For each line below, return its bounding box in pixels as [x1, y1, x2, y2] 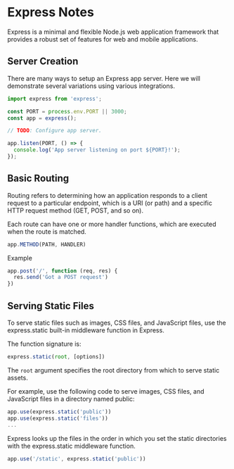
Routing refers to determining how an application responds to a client [7, 191, 208, 199]
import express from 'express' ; [7, 95, 102, 102]
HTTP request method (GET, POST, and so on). [7, 206, 144, 215]
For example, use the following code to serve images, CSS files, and [7, 387, 204, 395]
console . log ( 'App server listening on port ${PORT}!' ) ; [13, 146, 181, 154]
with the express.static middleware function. [7, 442, 136, 450]
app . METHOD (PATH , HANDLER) [7, 241, 86, 248]
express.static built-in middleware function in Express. [7, 326, 165, 334]
